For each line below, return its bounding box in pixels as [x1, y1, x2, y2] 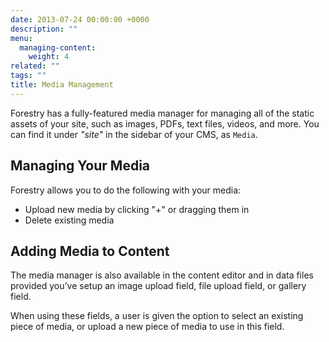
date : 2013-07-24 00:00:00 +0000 [10, 14, 150, 25]
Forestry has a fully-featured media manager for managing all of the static [10, 107, 315, 119]
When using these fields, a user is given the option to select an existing [10, 310, 304, 322]
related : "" [10, 61, 60, 71]
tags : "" [10, 71, 47, 81]
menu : [10, 33, 33, 43]
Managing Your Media [10, 157, 151, 175]
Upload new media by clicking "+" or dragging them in [24, 203, 250, 215]
